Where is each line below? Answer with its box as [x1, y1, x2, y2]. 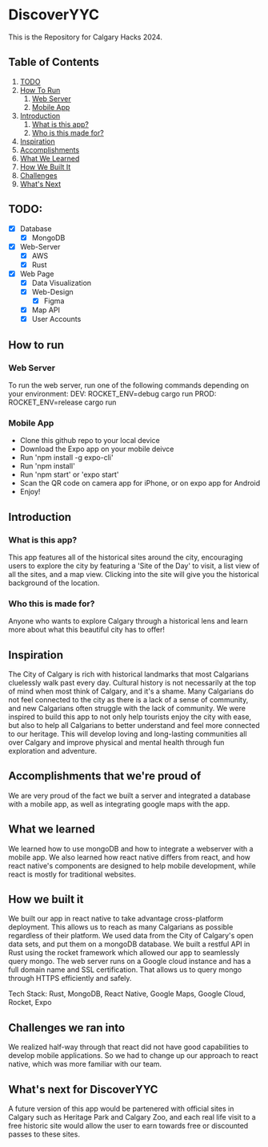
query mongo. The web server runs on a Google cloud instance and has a [8, 957, 251, 966]
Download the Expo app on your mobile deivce [19, 444, 174, 454]
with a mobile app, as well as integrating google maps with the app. [8, 799, 230, 808]
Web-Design [31, 287, 74, 296]
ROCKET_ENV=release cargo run [8, 397, 117, 407]
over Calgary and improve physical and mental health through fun [8, 738, 225, 747]
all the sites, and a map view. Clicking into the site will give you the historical [8, 569, 259, 579]
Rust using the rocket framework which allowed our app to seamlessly [8, 948, 240, 958]
